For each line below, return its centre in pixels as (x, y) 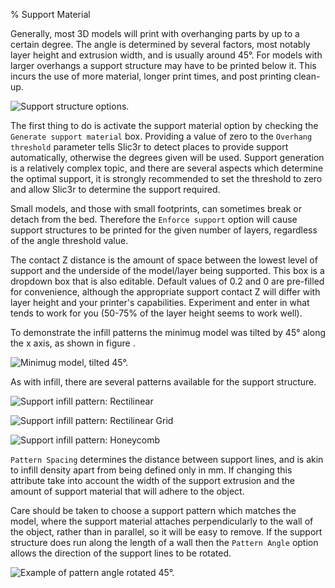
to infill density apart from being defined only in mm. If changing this (151, 470)
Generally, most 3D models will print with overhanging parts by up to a (155, 33)
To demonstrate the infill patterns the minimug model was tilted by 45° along (168, 332)
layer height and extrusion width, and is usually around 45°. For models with (166, 55)
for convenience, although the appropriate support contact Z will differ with (165, 292)
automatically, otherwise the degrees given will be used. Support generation (167, 157)
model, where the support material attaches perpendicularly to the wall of (162, 521)
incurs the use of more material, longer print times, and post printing (151, 76)
